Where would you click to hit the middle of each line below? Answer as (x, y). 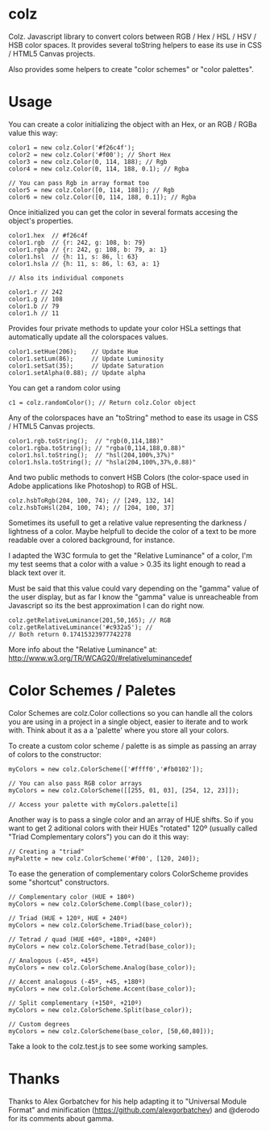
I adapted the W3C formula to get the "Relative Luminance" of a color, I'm (130, 555)
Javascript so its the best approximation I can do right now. (106, 605)
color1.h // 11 (34, 313)
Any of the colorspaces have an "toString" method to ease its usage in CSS (133, 418)
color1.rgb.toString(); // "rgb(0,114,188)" (86, 441)
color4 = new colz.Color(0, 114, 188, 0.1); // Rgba (99, 169)
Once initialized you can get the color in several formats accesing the (123, 212)
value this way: (33, 132)
